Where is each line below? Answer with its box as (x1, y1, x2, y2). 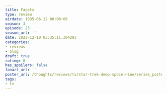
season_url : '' (5, 30, 37, 35)
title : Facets (5, 7, 35, 12)
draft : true (5, 53, 30, 59)
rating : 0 (5, 58, 26, 63)
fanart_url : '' (5, 68, 37, 73)
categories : (5, 40, 30, 45)
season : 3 (5, 21, 26, 26)
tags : (5, 77, 16, 82)
